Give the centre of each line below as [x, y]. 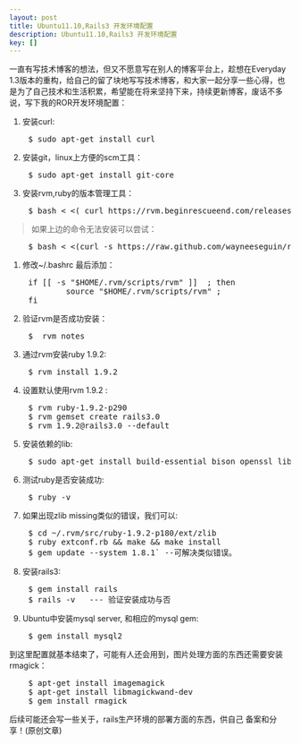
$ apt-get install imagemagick [96, 683]
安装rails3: [41, 572]
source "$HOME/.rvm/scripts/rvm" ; [143, 291]
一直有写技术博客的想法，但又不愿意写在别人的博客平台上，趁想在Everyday [148, 69]
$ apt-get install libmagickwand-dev [111, 692]
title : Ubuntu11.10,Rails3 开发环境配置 [81, 26]
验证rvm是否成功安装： [65, 319]
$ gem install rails [73, 589]
